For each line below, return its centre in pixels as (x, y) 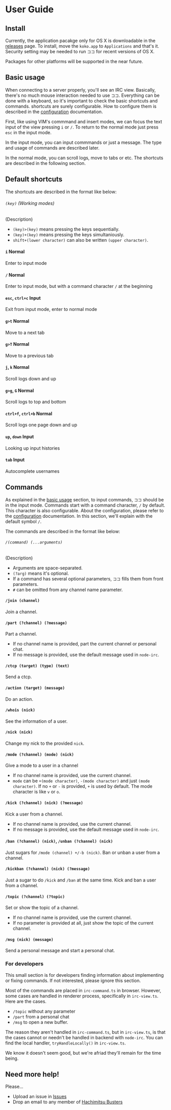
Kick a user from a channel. (34, 814)
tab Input (15, 460)
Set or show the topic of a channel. (42, 908)
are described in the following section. (45, 163)
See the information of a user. (36, 721)
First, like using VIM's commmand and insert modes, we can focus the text (84, 121)
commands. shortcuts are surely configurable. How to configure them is (81, 106)
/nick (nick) (19, 732)
